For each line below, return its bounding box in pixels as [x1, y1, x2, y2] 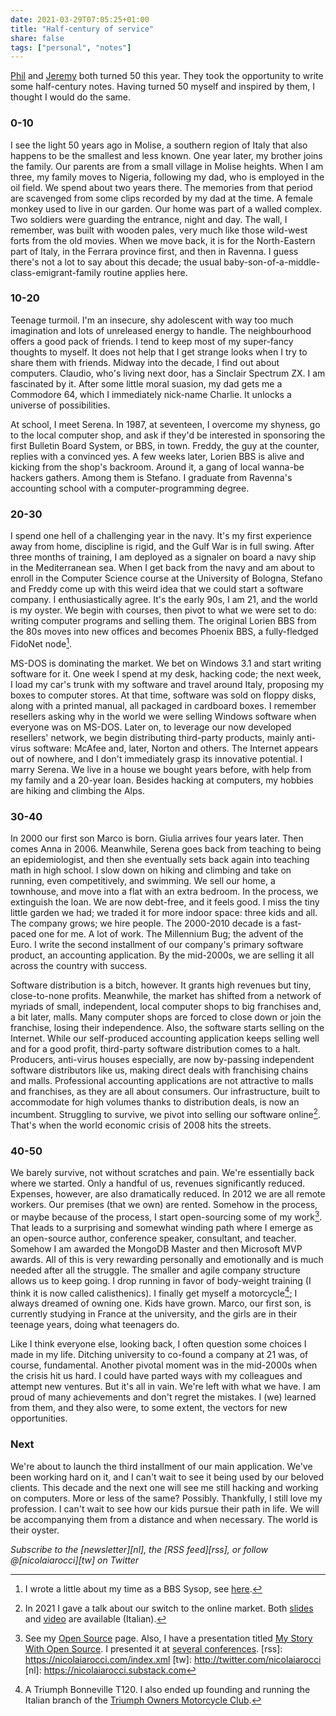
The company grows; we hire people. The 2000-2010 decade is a [10, 917, 280, 930]
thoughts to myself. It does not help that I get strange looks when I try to [10, 346, 308, 358]
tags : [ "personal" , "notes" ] [10, 42, 132, 53]
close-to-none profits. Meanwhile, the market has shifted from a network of [10, 990, 322, 1002]
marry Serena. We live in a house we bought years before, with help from [10, 763, 312, 775]
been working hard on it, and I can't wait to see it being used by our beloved [10, 1471, 324, 1483]
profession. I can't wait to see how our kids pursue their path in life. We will [10, 1502, 320, 1515]
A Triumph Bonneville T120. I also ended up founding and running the [24, 1683, 311, 1695]
